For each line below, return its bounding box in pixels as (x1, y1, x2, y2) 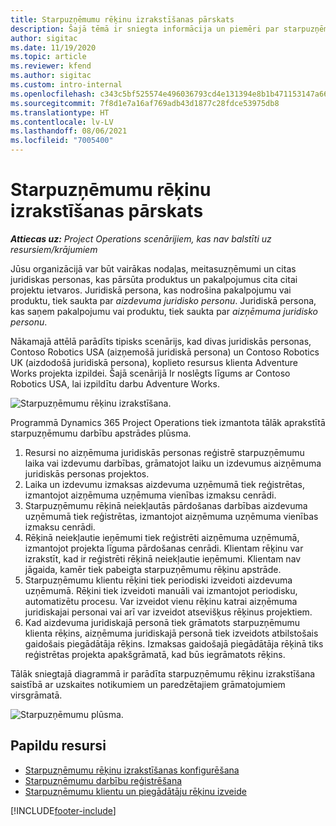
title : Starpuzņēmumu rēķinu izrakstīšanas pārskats (10, 14, 235, 25)
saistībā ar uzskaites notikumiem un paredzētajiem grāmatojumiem (10, 678, 286, 690)
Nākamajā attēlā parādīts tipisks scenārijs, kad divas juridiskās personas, (10, 335, 312, 347)
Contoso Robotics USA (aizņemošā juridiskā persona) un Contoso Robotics (10, 346, 320, 358)
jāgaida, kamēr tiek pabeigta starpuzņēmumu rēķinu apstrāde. (24, 563, 282, 575)
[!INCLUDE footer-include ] (10, 804, 117, 816)
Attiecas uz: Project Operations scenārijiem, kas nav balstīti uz (10, 232, 272, 245)
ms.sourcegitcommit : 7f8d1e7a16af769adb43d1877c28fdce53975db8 (10, 98, 280, 108)
